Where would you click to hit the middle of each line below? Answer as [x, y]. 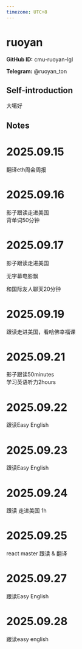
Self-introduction [40, 90]
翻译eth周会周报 [26, 170]
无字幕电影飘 [22, 276]
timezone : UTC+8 [27, 12]
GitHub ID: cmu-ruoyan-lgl [40, 59]
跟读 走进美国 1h [26, 511]
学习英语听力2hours [31, 382]
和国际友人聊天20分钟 [34, 289]
